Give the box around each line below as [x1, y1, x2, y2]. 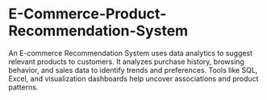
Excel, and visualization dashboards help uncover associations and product [8, 74, 259, 83]
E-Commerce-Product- [8, 5, 167, 23]
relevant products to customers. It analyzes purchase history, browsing [8, 57, 244, 66]
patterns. [8, 82, 39, 92]
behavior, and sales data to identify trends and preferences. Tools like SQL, [8, 65, 258, 74]
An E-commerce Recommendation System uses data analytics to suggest [8, 48, 252, 58]
